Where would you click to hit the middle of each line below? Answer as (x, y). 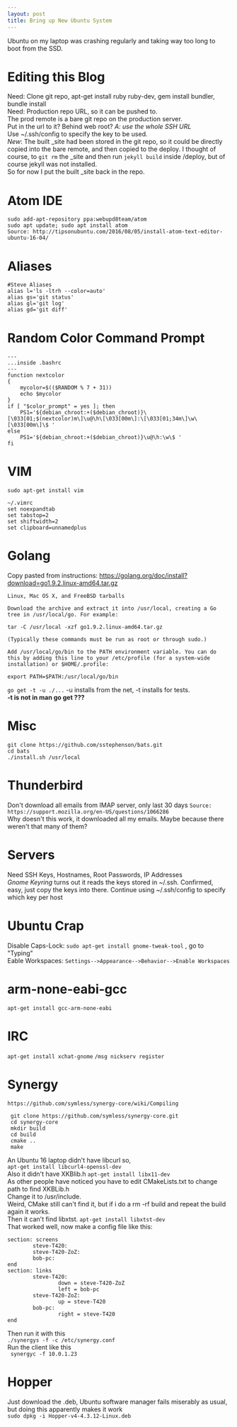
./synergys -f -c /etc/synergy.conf (61, 1340)
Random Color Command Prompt (106, 338)
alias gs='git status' (41, 298)
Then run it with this (36, 1333)
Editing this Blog (56, 77)
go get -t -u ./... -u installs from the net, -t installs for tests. (99, 690)
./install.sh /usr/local (44, 757)
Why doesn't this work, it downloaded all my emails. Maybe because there (116, 819)
